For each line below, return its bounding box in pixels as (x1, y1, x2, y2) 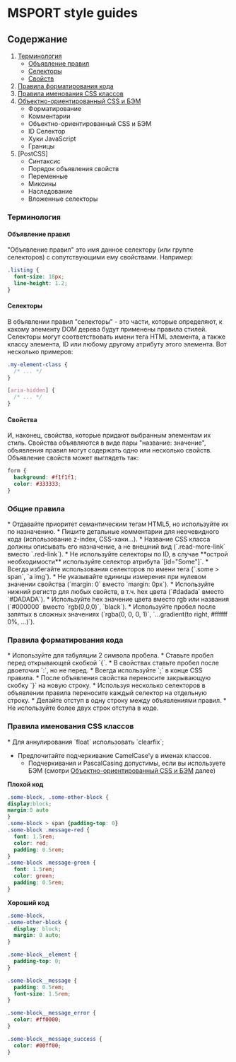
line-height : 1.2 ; (13, 279, 69, 287)
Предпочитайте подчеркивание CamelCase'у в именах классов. (17, 751, 212, 759)
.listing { (7, 267, 40, 274)
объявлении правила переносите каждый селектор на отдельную (7, 689, 207, 697)
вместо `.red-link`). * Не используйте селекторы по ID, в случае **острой (7, 550, 228, 559)
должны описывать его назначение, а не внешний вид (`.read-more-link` (7, 542, 226, 551)
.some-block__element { (7, 951, 78, 959)
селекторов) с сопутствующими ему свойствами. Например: (7, 253, 194, 262)
